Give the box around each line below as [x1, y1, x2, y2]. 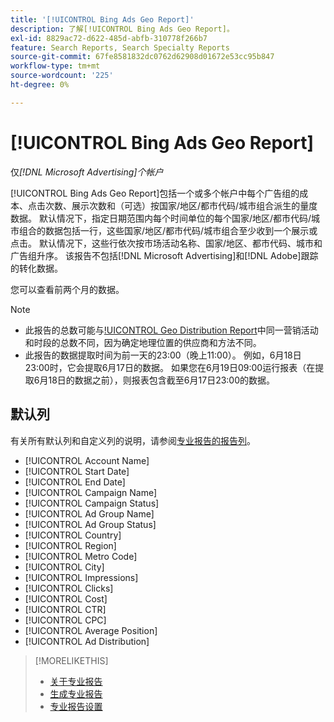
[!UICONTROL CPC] [24, 614, 107, 626]
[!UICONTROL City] [24, 561, 105, 573]
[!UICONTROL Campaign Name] [24, 486, 158, 498]
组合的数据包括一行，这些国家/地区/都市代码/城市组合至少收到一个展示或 [18, 224, 318, 236]
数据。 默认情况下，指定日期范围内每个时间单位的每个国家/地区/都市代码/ [10, 212, 312, 224]
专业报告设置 [49, 700, 103, 712]
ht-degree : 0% [10, 80, 70, 90]
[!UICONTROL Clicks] [24, 582, 114, 594]
